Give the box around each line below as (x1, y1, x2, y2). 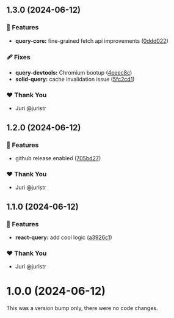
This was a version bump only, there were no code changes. (6, 305, 158, 312)
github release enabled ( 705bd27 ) (15, 154, 101, 161)
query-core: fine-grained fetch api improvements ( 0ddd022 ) (15, 37, 169, 45)
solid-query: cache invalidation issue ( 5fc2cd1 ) (15, 75, 135, 83)
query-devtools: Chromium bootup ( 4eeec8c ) (15, 68, 132, 76)
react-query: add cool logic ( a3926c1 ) (15, 234, 112, 241)
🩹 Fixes (6, 53, 31, 61)
